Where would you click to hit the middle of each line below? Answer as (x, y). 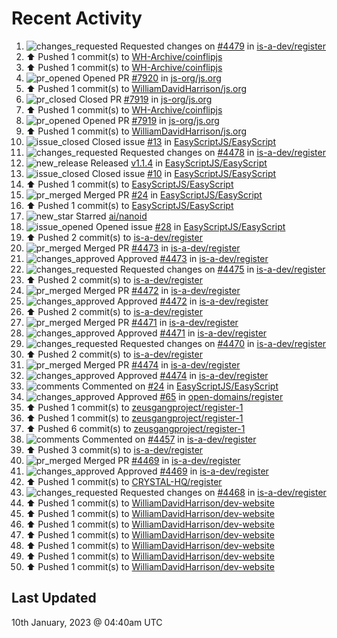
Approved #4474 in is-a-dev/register (193, 375)
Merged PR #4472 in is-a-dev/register (162, 290)
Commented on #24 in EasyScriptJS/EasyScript (180, 386)
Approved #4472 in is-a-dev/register (193, 301)
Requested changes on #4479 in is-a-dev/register (223, 46)
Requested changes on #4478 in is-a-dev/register (222, 152)
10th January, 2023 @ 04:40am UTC (87, 622)
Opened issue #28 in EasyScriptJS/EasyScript (190, 226)
